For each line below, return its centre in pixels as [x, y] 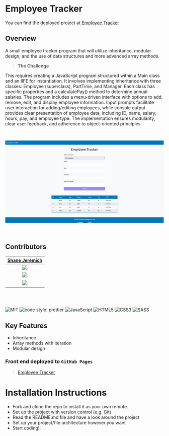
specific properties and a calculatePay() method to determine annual [76, 92]
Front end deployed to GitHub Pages [49, 361]
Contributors [26, 246]
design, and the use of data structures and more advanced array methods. [82, 56]
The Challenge [33, 65]
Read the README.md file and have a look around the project [76, 417]
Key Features [26, 325]
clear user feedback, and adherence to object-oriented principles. [74, 123]
